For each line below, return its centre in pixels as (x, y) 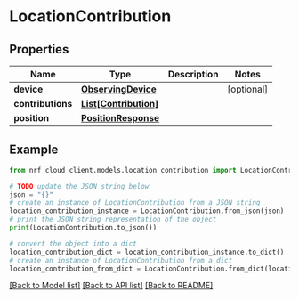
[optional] (247, 89)
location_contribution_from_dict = (75, 269)
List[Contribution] (120, 104)
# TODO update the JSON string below (79, 186)
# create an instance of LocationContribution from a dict (121, 260)
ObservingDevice (119, 89)
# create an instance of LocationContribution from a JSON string (135, 203)
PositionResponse (120, 118)
